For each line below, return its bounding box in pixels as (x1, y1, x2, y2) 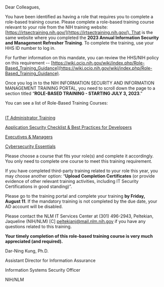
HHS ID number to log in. (5, 45, 56, 51)
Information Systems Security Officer (5, 267, 81, 273)
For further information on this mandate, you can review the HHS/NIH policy (5, 55, 159, 61)
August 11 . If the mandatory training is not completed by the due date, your (5, 198, 158, 204)
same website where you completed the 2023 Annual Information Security (5, 35, 159, 40)
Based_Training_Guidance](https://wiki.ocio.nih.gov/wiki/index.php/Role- (5, 65, 153, 71)
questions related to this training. (5, 224, 72, 229)
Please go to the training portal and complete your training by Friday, (5, 193, 145, 199)
